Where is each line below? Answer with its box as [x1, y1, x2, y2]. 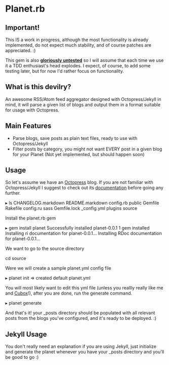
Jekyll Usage [5, 330, 47, 339]
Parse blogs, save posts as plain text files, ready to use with [12, 135, 138, 141]
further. [5, 190, 21, 196]
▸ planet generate [5, 300, 42, 306]
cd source [5, 255, 26, 262]
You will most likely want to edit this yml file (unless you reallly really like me [5, 285, 163, 291]
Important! [5, 23, 39, 32]
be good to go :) [5, 354, 39, 360]
